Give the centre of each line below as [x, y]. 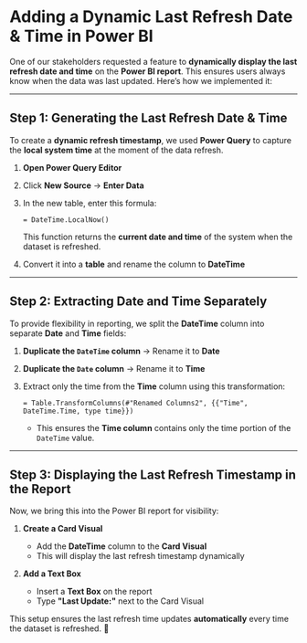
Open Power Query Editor [72, 167]
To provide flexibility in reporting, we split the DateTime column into [137, 323]
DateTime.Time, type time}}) [78, 411]
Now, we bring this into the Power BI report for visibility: [114, 511]
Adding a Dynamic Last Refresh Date [151, 17]
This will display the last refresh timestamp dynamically [140, 556]
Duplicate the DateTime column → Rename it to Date [122, 351]
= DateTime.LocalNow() [66, 220]
